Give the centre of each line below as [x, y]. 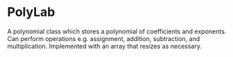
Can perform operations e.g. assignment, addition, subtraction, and [104, 38]
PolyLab [31, 12]
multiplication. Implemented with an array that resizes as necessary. [105, 46]
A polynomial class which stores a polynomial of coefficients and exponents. [117, 31]
